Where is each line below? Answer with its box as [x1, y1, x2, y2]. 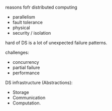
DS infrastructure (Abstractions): [5, 80, 73, 85]
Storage [12, 89, 29, 95]
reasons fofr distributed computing [5, 5, 78, 10]
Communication [12, 95, 46, 100]
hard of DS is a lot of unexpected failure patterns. [5, 40, 107, 46]
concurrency [12, 59, 39, 65]
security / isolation [12, 30, 51, 36]
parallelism [12, 14, 35, 20]
